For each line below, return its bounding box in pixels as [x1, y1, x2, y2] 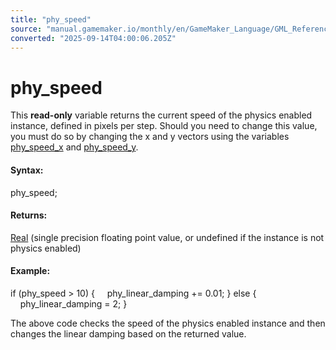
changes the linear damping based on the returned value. [10, 327, 247, 340]
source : [10, 24, 43, 34]
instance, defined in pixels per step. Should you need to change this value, [10, 120, 318, 132]
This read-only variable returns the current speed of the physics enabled [10, 109, 313, 121]
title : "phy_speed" [10, 14, 92, 25]
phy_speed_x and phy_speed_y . [10, 141, 139, 153]
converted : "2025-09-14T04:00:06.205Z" [10, 33, 177, 43]
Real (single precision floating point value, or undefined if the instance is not [10, 231, 325, 243]
